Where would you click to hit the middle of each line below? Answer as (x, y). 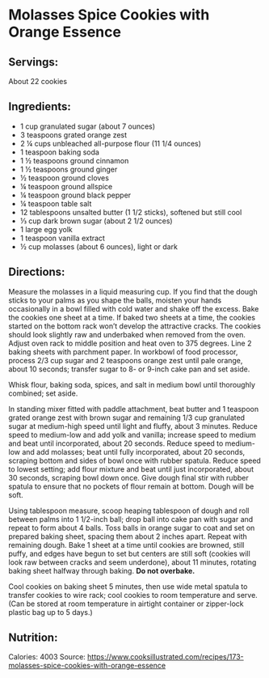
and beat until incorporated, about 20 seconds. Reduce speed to (116, 443)
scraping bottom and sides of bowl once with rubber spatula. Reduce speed (134, 460)
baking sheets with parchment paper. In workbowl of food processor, (123, 352)
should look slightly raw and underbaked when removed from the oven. (127, 334)
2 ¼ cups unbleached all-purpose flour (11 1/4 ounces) (111, 143)
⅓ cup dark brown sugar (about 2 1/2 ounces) (96, 221)
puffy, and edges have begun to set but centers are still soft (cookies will (129, 553)
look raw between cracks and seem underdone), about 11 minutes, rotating (132, 562)
